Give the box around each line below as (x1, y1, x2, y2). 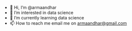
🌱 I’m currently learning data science (9, 15, 84, 20)
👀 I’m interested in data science (9, 10, 74, 15)
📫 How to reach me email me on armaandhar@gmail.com (9, 20, 127, 26)
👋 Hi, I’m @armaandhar (9, 5, 57, 10)
